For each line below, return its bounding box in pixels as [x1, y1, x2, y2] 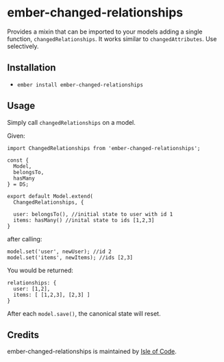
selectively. [7, 42, 39, 50]
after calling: [7, 234, 42, 243]
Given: [7, 132, 25, 140]
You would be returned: [7, 266, 74, 274]
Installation [7, 62, 56, 73]
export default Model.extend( [7, 193, 94, 200]
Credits [7, 329, 40, 341]
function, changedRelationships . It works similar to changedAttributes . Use [7, 34, 217, 43]
